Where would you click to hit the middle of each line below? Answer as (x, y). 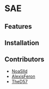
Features (18, 27)
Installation (22, 43)
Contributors (24, 60)
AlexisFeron (23, 76)
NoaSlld (19, 71)
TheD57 (19, 81)
